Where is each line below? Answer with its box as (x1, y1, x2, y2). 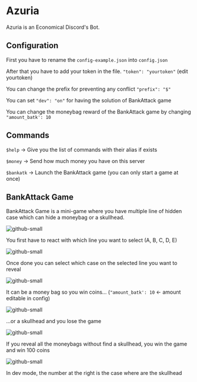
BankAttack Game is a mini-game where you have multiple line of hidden (6, 208, 182, 215)
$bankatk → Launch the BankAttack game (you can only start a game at (6, 169, 179, 176)
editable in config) (6, 295, 51, 302)
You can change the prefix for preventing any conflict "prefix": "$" (6, 85, 171, 92)
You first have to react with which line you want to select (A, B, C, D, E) (6, 237, 178, 244)
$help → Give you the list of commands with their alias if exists (6, 146, 158, 153)
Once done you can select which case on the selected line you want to (6, 260, 178, 267)
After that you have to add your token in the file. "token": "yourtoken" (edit (6, 68, 188, 75)
